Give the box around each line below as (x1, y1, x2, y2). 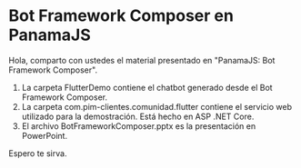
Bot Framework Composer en (8, 5, 234, 26)
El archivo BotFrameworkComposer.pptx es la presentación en (21, 120, 256, 132)
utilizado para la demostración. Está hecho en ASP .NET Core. (21, 111, 255, 122)
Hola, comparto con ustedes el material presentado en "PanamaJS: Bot (8, 54, 276, 65)
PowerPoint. (21, 130, 68, 141)
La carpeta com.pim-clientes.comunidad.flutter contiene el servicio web (21, 101, 293, 112)
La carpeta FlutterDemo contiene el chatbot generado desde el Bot (21, 82, 274, 93)
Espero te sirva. (8, 147, 67, 159)
